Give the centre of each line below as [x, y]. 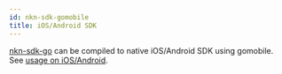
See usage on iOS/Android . [59, 60]
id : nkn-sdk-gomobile [49, 17]
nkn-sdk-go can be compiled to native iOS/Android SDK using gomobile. [141, 50]
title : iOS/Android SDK [53, 26]
